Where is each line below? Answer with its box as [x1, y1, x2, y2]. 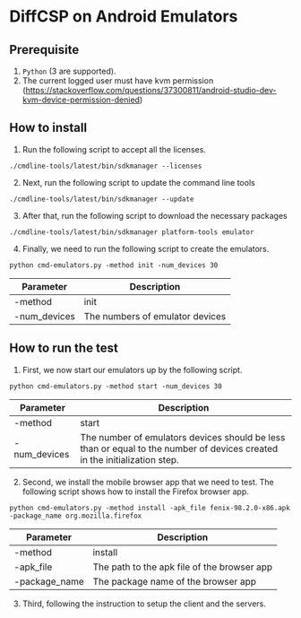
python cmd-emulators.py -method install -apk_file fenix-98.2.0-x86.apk [9, 503, 291, 512]
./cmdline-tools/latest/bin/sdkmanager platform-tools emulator [9, 227, 254, 237]
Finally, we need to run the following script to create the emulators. [21, 243, 270, 254]
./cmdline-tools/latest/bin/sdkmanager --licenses [9, 161, 202, 170]
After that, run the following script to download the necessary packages [21, 210, 288, 221]
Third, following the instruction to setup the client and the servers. [21, 598, 267, 609]
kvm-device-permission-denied [21, 94, 141, 105]
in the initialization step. [80, 453, 179, 466]
